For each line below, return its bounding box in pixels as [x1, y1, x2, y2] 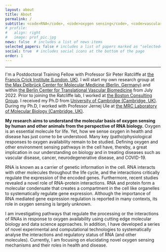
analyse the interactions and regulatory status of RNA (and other [5, 232, 137, 238]
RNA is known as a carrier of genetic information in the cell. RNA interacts [5, 164, 156, 170]
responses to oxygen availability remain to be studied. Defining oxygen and [5, 139, 158, 145]
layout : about [5, 7, 35, 12]
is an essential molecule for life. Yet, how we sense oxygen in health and [5, 128, 153, 134]
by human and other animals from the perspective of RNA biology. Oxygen [5, 123, 161, 129]
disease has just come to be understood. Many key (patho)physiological [5, 134, 152, 140]
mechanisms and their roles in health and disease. [5, 242, 107, 248]
